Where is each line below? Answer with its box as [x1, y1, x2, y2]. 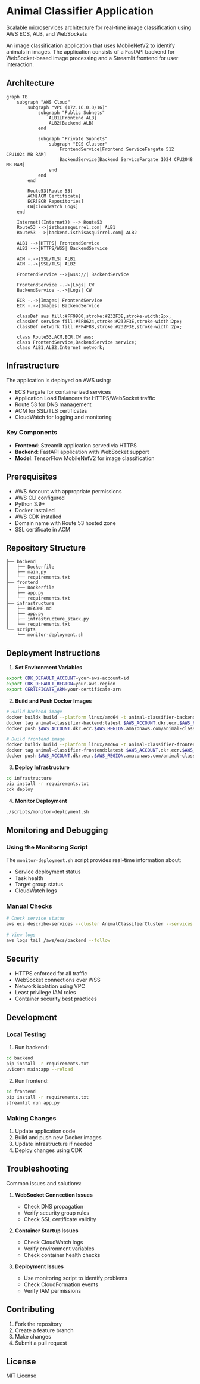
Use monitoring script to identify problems [23, 1274, 128, 1281]
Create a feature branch [14, 1326, 74, 1334]
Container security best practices [14, 995, 97, 1002]
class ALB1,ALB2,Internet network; [17, 344, 105, 350]
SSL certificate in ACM [14, 526, 70, 533]
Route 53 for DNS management [14, 401, 92, 408]
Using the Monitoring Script [6, 843, 88, 851]
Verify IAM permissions [23, 1287, 82, 1294]
